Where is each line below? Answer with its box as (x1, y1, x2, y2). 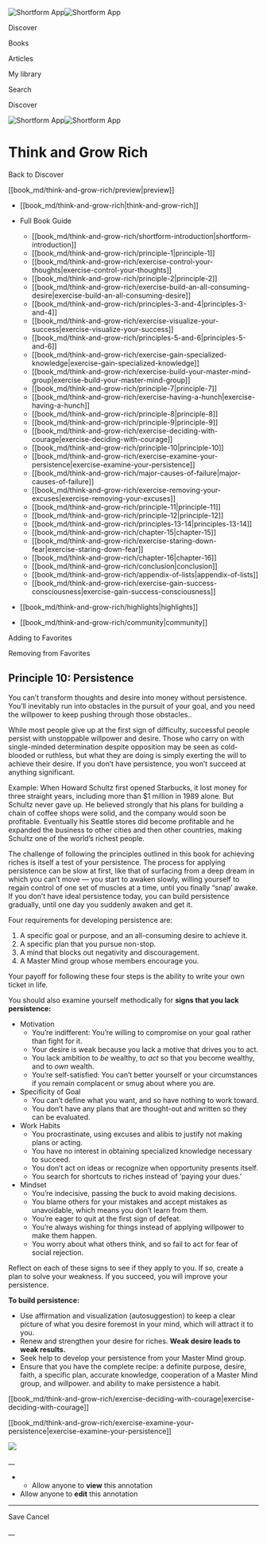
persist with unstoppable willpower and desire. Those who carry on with (8, 733, 245, 743)
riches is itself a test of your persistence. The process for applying (8, 857, 226, 867)
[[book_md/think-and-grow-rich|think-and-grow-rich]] (19, 200, 199, 210)
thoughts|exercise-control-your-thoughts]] (31, 265, 172, 275)
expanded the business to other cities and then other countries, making (8, 825, 242, 835)
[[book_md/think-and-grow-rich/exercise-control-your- (31, 256, 214, 266)
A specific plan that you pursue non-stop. (19, 939, 157, 948)
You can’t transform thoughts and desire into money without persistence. (8, 693, 248, 702)
